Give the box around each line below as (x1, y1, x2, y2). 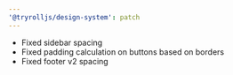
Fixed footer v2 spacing (20, 56, 108, 66)
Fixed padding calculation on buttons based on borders (20, 46, 224, 57)
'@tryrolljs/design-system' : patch (8, 12, 141, 22)
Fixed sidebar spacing (20, 37, 103, 48)
